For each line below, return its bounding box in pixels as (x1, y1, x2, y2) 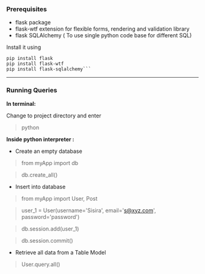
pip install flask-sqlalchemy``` (6, 66, 92, 72)
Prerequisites (6, 5, 47, 13)
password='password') (21, 213, 80, 220)
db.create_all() (21, 171, 58, 179)
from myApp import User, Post (21, 194, 98, 202)
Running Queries (6, 86, 57, 95)
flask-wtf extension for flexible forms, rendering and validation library (15, 25, 190, 32)
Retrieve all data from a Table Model (15, 248, 106, 256)
